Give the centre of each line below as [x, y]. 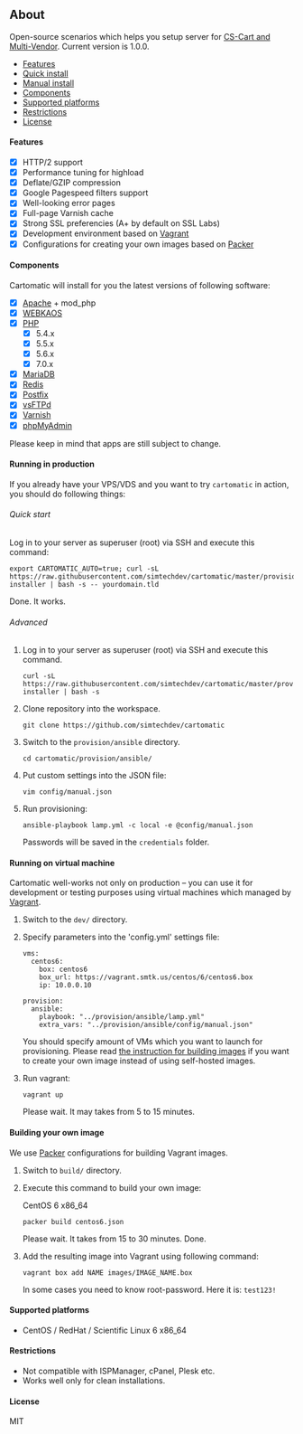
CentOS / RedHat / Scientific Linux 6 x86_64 [105, 1330]
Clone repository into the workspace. [91, 709]
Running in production [52, 464]
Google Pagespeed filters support [85, 193]
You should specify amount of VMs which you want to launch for [142, 1042]
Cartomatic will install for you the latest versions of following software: [140, 285]
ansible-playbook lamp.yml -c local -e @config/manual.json [138, 825]
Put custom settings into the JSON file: [94, 776]
